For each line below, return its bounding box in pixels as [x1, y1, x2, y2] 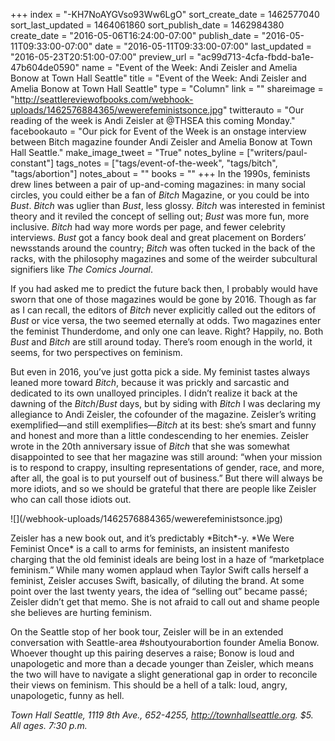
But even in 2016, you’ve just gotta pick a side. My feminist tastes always [10, 366, 311, 378]
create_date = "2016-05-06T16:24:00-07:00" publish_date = [10, 30, 260, 41]
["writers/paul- [246, 147, 308, 158]
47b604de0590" [10, 62, 80, 73]
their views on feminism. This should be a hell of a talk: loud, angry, [10, 679, 288, 691]
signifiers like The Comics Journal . [10, 264, 154, 275]
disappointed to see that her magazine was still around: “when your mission [10, 451, 323, 463]
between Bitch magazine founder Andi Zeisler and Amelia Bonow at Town [10, 136, 313, 148]
